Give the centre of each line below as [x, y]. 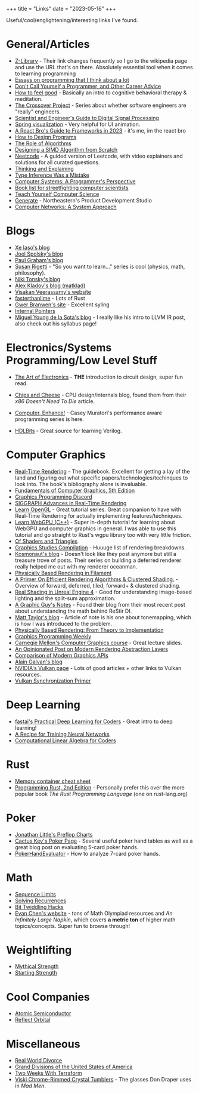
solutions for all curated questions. [57, 162]
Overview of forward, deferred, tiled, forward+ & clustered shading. [97, 585]
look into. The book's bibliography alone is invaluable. [81, 484]
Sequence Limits [35, 894]
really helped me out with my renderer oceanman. [76, 566]
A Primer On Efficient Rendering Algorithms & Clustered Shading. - [97, 579]
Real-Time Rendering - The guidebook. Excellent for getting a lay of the [102, 471]
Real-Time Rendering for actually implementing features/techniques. [99, 515]
